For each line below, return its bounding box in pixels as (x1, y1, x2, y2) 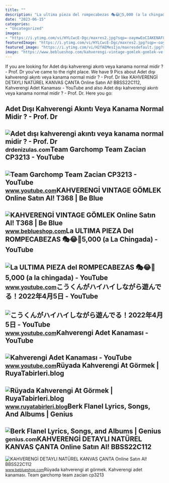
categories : (5, 21, 30, 27)
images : (5, 31, 22, 36)
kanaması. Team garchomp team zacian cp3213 (5, 472, 104, 478)
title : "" (5, 7, 26, 13)
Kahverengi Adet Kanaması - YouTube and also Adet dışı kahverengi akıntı (5, 85, 158, 91)
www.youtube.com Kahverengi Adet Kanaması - (5, 328, 148, 337)
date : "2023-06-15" (5, 17, 46, 22)
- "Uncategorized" (5, 26, 44, 31)
